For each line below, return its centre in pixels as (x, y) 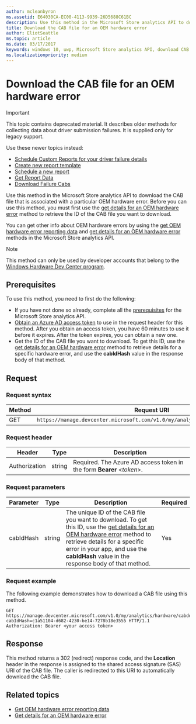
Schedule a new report (42, 171)
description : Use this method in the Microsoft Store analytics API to (95, 22)
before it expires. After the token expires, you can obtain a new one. (96, 335)
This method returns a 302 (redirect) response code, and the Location (91, 658)
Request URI (151, 410)
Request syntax (29, 395)
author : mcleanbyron (31, 11)
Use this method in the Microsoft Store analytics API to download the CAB (95, 195)
